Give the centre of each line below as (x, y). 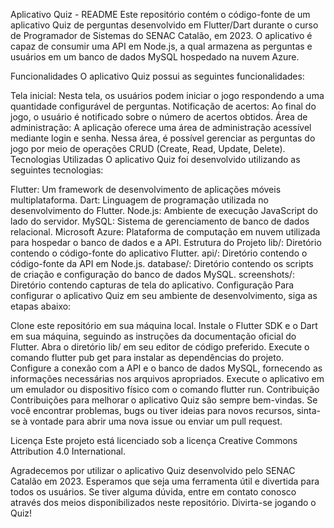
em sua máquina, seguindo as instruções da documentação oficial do (153, 336)
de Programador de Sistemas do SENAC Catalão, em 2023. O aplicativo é (161, 35)
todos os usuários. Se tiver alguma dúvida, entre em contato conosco (153, 492)
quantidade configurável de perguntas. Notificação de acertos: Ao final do (163, 106)
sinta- (308, 410)
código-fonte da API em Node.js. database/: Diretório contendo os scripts (162, 263)
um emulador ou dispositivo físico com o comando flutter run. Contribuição (165, 389)
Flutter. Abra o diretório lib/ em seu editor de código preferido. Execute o (160, 347)
